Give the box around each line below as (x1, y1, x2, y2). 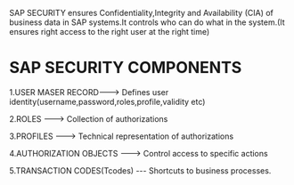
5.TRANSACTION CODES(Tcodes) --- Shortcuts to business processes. (9, 165, 272, 176)
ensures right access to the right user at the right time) (9, 27, 210, 36)
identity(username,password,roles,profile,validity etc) (9, 96, 206, 107)
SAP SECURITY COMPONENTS (9, 58, 242, 78)
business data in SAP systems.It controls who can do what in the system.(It (9, 17, 285, 28)
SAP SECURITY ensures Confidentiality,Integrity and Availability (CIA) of (9, 8, 274, 18)
